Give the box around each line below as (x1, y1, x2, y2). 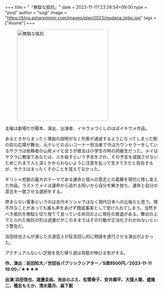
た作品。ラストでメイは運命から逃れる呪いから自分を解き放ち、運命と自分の (5, 183, 158, 188)
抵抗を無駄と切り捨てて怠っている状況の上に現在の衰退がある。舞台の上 (13, 211, 158, 217)
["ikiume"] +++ (5, 20, 35, 26)
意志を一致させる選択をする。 (5, 189, 65, 194)
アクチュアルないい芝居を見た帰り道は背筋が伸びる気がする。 (5, 250, 128, 256)
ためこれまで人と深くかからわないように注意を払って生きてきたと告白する (5, 160, 154, 166)
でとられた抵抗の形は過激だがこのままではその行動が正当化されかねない (5, 217, 149, 223)
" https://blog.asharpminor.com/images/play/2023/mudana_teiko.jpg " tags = (5, 15, 157, 20)
